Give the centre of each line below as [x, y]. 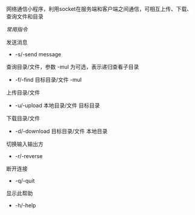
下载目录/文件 [23, 118]
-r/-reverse [29, 156]
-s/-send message [38, 54]
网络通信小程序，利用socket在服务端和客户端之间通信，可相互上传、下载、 [99, 9]
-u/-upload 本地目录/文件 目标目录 [57, 105]
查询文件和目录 [25, 16]
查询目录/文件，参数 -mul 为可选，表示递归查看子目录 [73, 67]
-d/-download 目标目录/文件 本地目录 [61, 131]
